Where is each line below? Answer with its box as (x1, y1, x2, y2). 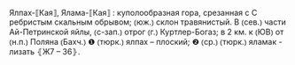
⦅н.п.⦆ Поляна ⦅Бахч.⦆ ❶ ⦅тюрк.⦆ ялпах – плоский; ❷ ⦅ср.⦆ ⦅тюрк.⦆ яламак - (9, 37, 283, 47)
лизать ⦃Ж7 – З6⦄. (9, 47, 81, 56)
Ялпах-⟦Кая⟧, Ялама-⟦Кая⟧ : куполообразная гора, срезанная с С (9, 8, 258, 18)
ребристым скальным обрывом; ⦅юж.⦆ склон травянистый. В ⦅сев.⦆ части (9, 17, 286, 27)
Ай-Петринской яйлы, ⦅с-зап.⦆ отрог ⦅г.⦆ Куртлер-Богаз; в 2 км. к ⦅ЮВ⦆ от (9, 26, 284, 37)
